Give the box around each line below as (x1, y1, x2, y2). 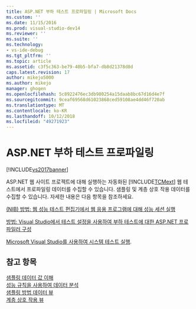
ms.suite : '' (6, 36, 38, 42)
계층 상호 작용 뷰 (6, 296, 44, 303)
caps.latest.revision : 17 (6, 69, 70, 75)
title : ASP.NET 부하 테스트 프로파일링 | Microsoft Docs (6, 8, 137, 15)
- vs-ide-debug (6, 47, 44, 53)
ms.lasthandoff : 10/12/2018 (6, 113, 76, 119)
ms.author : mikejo (6, 81, 51, 86)
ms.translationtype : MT (6, 102, 65, 108)
